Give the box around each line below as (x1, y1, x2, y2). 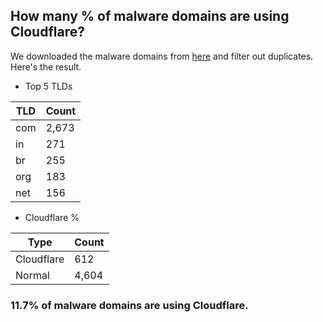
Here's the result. (10, 60, 82, 73)
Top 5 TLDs (24, 80, 73, 92)
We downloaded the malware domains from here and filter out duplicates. (10, 50, 314, 62)
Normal (15, 268, 50, 282)
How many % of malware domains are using (10, 8, 290, 25)
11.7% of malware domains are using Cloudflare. (10, 298, 249, 312)
